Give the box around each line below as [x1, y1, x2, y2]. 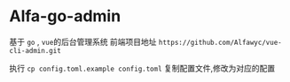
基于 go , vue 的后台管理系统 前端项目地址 [9, 36, 157, 47]
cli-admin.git [9, 46, 62, 55]
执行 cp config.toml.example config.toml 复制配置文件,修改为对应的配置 [9, 63, 276, 73]
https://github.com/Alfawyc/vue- [158, 38, 282, 47]
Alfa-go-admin [9, 6, 121, 26]
